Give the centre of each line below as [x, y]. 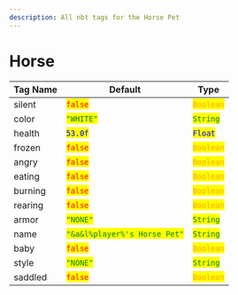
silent [25, 105]
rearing [29, 205]
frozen [27, 147]
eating [27, 176]
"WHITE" [82, 119]
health [27, 133]
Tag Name [35, 89]
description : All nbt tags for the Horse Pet [94, 17]
